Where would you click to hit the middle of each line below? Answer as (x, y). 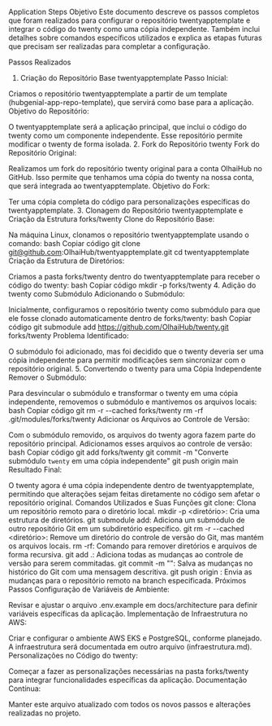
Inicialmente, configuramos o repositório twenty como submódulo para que (134, 310)
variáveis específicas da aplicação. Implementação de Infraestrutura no (128, 614)
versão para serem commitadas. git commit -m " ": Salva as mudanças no (131, 563)
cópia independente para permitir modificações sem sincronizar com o (127, 360)
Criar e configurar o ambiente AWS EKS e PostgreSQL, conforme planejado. (135, 638)
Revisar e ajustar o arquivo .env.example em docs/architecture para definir (133, 605)
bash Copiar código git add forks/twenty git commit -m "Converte (119, 452)
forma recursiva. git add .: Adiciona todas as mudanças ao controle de (126, 554)
